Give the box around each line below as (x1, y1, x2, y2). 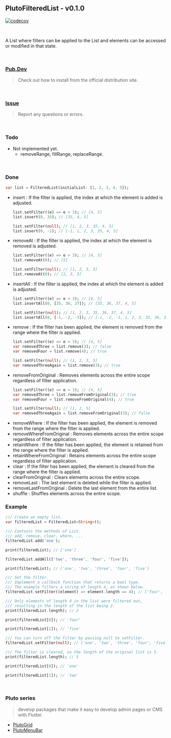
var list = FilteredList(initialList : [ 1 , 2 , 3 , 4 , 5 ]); (5, 185, 129, 190)
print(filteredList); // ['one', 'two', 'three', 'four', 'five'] (5, 566, 150, 571)
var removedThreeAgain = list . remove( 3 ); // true (12, 362, 121, 368)
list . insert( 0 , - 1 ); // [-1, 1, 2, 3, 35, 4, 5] (12, 228, 118, 234)
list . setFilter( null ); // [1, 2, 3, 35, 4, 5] (12, 224, 114, 229)
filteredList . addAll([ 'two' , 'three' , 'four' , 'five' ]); (5, 556, 129, 562)
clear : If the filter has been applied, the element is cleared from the (12, 463, 155, 470)
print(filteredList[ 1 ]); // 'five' (5, 626, 81, 632)
